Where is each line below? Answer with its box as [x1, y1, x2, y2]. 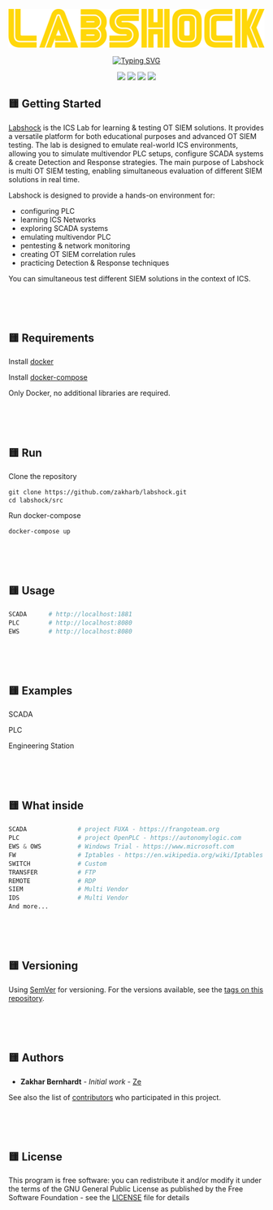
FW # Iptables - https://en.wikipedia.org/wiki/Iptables [8, 851, 264, 859]
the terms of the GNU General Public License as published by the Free [8, 1184, 244, 1194]
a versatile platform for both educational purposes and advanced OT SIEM [8, 131, 258, 141]
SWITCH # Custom [8, 860, 107, 868]
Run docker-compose [8, 511, 81, 520]
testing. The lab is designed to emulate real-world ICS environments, [8, 140, 238, 150]
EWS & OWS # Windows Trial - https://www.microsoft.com [8, 842, 234, 851]
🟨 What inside [8, 799, 84, 812]
